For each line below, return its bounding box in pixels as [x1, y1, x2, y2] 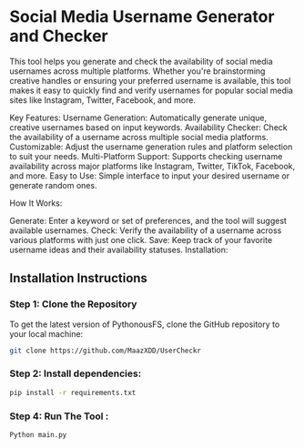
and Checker [9, 25, 108, 46]
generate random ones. [9, 179, 97, 190]
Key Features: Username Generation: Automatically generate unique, [9, 112, 267, 123]
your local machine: [9, 328, 84, 339]
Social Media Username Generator [9, 6, 275, 27]
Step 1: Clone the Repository [9, 298, 137, 311]
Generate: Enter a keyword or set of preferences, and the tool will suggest [9, 215, 287, 226]
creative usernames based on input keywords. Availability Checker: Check [9, 121, 289, 133]
